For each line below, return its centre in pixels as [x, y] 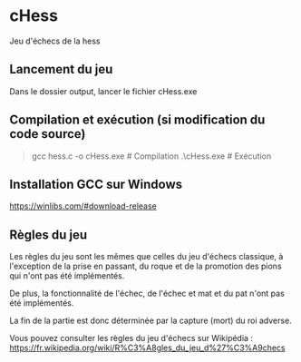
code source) [48, 134]
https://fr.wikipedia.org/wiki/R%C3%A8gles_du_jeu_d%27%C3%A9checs [147, 348]
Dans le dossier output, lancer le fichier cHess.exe [103, 91]
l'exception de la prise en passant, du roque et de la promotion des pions [146, 266]
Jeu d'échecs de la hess [55, 41]
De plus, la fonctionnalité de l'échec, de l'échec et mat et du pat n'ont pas [147, 294]
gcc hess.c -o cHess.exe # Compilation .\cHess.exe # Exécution [151, 156]
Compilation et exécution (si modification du [137, 120]
